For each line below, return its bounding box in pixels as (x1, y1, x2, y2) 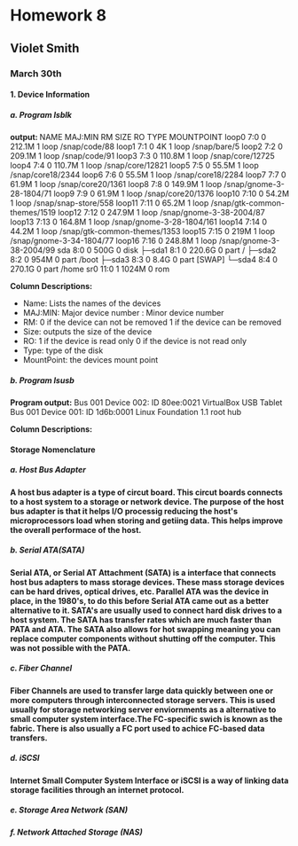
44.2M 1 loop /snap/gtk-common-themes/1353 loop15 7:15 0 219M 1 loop (10, 226, 276, 237)
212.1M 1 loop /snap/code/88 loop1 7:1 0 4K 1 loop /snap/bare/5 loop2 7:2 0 (10, 141, 283, 152)
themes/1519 (10, 208, 57, 218)
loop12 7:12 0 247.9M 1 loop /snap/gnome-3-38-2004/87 (58, 208, 265, 218)
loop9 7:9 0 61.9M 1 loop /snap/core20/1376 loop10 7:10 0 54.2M (53, 188, 290, 200)
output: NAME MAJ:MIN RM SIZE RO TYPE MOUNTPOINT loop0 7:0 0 (10, 132, 267, 143)
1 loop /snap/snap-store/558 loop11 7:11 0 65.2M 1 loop (10, 198, 209, 208)
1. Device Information (10, 90, 90, 100)
